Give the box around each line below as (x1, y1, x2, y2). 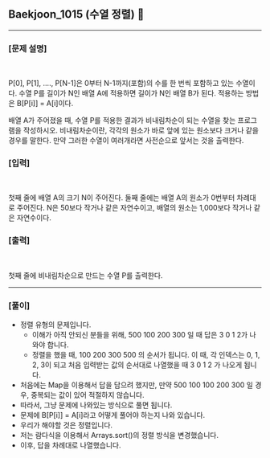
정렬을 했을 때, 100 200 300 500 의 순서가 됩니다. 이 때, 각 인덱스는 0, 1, (31, 350, 260, 359)
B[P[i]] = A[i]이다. (16, 99, 74, 108)
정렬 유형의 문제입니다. (19, 320, 92, 329)
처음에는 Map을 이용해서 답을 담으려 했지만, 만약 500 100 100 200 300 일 (19, 380, 253, 390)
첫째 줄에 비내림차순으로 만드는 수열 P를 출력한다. (8, 270, 163, 280)
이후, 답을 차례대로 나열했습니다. (19, 440, 121, 450)
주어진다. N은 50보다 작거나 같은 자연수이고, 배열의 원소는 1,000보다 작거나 (16, 203, 252, 213)
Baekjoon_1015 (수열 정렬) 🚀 (8, 7, 145, 22)
